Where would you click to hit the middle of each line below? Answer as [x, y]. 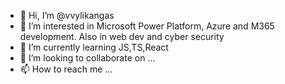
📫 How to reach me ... [66, 69]
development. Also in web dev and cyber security [122, 36]
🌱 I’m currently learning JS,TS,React [94, 47]
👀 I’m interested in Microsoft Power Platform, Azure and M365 [147, 26]
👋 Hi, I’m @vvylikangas [67, 15]
